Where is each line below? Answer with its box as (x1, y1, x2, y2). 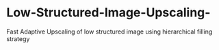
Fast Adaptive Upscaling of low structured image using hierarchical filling (6, 27, 213, 36)
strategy (6, 34, 30, 42)
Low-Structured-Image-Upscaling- (6, 5, 211, 21)
